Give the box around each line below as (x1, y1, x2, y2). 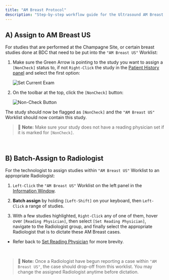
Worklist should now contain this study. (5, 115, 87, 121)
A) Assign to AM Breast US (5, 31, 91, 39)
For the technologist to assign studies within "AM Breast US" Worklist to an (5, 167, 160, 174)
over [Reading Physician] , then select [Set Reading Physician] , (12, 218, 146, 225)
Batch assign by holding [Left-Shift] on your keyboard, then (12, 198, 142, 204)
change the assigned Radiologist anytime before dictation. (17, 269, 139, 275)
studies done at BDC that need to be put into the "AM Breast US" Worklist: (5, 49, 158, 55)
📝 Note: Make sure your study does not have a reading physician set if (17, 124, 164, 130)
